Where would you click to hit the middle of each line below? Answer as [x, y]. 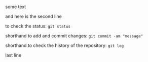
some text [16, 7]
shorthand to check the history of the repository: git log [65, 45]
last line [13, 55]
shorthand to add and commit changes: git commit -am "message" [74, 36]
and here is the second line [33, 16]
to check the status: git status [38, 26]
